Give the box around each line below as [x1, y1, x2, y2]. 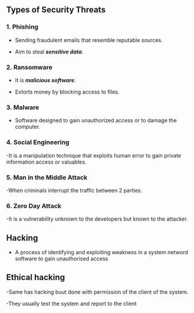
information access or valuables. [6, 158, 87, 165]
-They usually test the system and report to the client [6, 300, 137, 307]
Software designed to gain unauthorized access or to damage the [14, 117, 177, 124]
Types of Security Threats [6, 5, 106, 15]
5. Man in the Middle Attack [6, 173, 88, 182]
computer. [14, 123, 41, 131]
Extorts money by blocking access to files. [14, 88, 120, 95]
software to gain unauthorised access [14, 255, 108, 262]
